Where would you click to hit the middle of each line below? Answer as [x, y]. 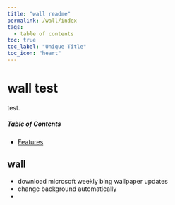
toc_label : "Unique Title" [47, 47]
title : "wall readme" [39, 14]
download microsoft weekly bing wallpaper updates [92, 181]
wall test [33, 88]
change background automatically [67, 189]
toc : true [22, 40]
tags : [15, 27]
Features [30, 141]
